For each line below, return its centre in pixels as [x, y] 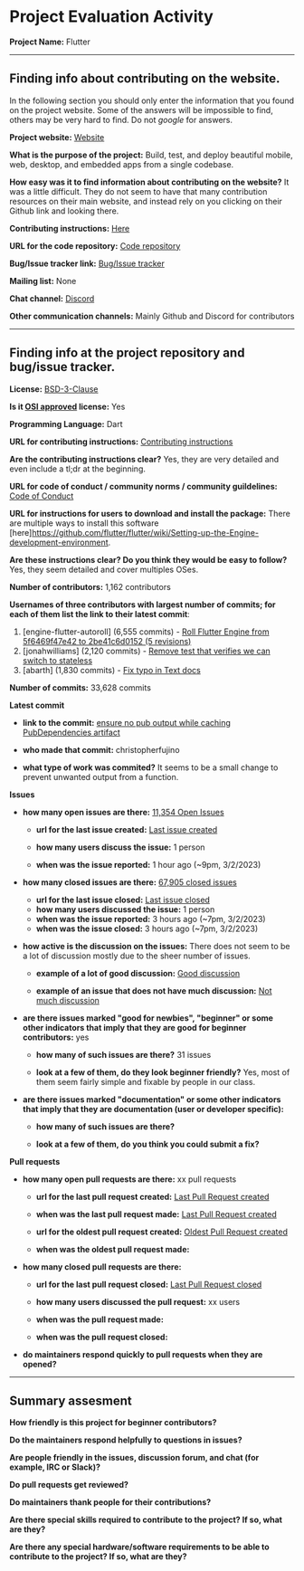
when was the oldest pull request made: [113, 1249]
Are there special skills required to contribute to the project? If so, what [146, 1520]
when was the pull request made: [100, 1319]
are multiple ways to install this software [84, 523]
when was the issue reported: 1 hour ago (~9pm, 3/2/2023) [148, 864]
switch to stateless [57, 660]
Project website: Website [57, 137]
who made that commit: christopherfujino [101, 749]
